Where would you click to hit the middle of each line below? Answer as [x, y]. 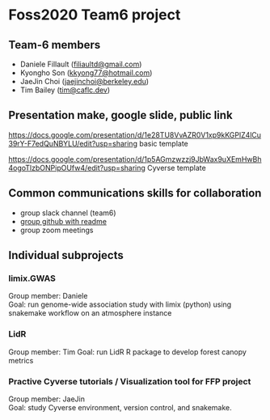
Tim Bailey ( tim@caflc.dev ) [65, 90]
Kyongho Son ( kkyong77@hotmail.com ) [86, 73]
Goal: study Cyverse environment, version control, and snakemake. [120, 407]
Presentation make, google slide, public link [120, 115]
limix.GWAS [32, 278]
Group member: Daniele [48, 296]
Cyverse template [176, 168]
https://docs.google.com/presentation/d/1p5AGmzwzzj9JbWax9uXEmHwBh [135, 159]
